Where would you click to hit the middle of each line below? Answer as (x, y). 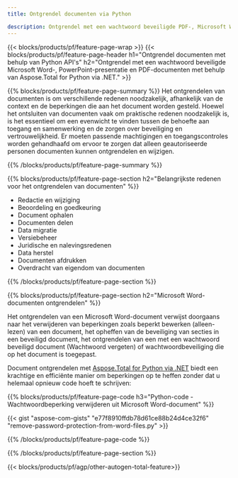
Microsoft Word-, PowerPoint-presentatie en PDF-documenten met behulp (116, 70)
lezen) (17, 331)
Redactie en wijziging (49, 200)
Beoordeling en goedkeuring (59, 207)
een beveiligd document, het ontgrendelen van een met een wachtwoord (113, 339)
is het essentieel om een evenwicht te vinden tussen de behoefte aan (108, 121)
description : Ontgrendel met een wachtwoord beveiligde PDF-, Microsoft (117, 27)
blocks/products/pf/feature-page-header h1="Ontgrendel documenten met (117, 55)
